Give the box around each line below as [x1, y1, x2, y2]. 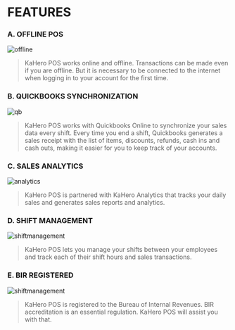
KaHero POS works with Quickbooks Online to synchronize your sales [24, 121, 227, 129]
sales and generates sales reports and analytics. [24, 198, 165, 207]
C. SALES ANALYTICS [7, 161, 84, 171]
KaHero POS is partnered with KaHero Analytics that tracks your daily [24, 191, 227, 199]
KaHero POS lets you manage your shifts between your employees [24, 246, 218, 254]
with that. [24, 315, 52, 324]
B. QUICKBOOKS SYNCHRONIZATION [7, 91, 139, 101]
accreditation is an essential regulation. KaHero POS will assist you [24, 307, 218, 316]
